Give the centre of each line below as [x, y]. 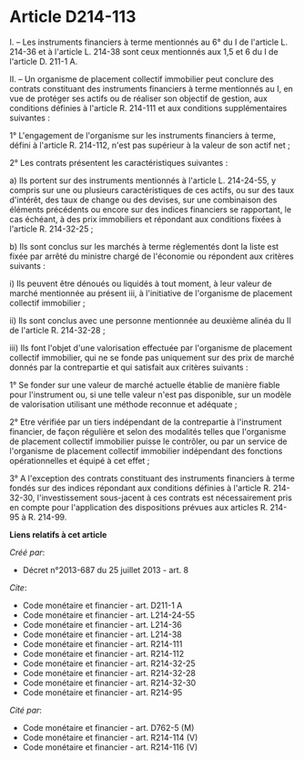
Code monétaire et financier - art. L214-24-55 [109, 615]
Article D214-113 [73, 17]
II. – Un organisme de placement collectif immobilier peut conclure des [142, 78]
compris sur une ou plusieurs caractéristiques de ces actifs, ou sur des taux [152, 190]
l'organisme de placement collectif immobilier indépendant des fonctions [146, 451]
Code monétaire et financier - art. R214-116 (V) [110, 747]
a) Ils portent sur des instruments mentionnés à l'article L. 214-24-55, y [143, 180]
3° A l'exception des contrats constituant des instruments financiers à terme [152, 478]
